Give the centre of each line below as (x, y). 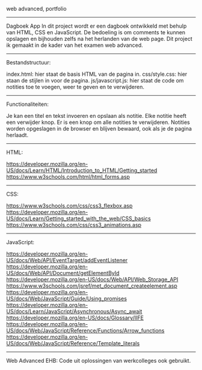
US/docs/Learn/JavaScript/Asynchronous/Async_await (74, 311)
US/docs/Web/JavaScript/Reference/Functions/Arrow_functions (85, 331)
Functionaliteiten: (28, 104)
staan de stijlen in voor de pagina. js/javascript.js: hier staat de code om (95, 80)
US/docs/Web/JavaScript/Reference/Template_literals (73, 343)
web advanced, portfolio (37, 9)
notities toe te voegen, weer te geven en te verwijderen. (75, 87)
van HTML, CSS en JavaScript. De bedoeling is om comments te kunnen (96, 32)
